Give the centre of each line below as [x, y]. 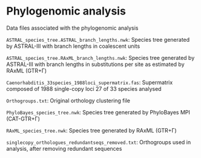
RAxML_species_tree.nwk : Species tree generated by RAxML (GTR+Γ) [91, 130]
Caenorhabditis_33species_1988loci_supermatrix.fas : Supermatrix [90, 82]
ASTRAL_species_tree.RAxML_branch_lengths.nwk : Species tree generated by [100, 58]
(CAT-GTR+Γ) [23, 119]
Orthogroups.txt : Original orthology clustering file [68, 100]
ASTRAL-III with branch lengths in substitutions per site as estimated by [95, 64]
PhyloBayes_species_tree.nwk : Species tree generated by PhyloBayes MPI [98, 112]
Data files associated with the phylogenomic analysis [72, 28]
